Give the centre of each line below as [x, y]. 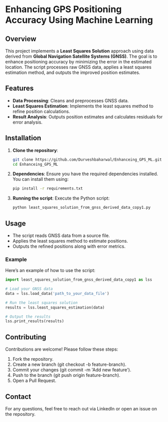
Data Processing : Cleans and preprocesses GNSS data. [71, 100]
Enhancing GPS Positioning [64, 9]
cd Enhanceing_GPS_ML [35, 164]
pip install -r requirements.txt [48, 188]
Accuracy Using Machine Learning [79, 20]
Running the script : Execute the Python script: [61, 198]
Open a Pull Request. [34, 380]
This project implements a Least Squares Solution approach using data [79, 51]
